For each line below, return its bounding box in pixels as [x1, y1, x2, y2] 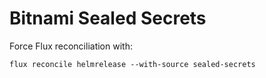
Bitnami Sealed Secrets [9, 7, 207, 30]
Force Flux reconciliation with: [9, 40, 133, 52]
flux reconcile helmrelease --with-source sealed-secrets [9, 59, 256, 69]
